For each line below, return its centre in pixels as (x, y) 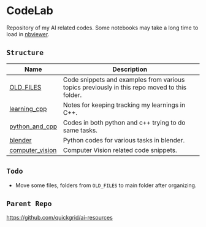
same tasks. (81, 130)
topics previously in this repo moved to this (125, 87)
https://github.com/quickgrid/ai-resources (60, 218)
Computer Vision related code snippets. (120, 150)
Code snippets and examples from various (124, 79)
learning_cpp (28, 109)
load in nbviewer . (28, 34)
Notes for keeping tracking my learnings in (124, 105)
